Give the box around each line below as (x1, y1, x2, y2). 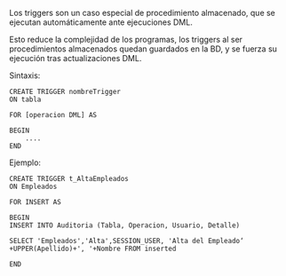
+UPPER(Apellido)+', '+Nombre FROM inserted (9, 244, 177, 253)
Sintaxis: (9, 70, 41, 81)
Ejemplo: (9, 157, 42, 168)
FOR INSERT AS (9, 198, 62, 207)
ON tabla (9, 95, 42, 104)
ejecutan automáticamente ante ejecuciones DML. (9, 17, 193, 28)
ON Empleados (9, 182, 58, 191)
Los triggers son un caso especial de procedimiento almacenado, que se (9, 8, 275, 18)
